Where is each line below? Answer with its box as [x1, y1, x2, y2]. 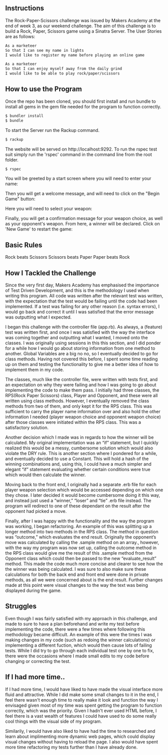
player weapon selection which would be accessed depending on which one [5, 487, 163, 493]
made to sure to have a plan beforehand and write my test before [5, 621, 139, 627]
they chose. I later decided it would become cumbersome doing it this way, [5, 492, 160, 498]
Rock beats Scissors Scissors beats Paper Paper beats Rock [5, 254, 130, 260]
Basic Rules [5, 241, 43, 249]
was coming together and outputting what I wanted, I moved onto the [5, 335, 148, 340]
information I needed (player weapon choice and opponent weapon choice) [5, 414, 161, 420]
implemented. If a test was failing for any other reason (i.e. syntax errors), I [5, 304, 160, 309]
